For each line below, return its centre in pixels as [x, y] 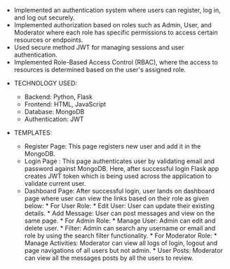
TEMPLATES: [33, 133]
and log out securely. [44, 18]
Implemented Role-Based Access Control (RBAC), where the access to [116, 62]
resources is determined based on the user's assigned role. [100, 70]
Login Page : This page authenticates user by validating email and [120, 161]
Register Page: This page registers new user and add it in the [113, 146]
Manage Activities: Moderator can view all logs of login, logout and [121, 243]
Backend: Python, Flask [59, 97]
